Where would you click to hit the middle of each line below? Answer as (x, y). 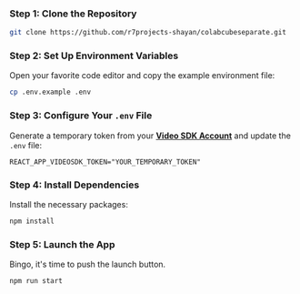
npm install (32, 221)
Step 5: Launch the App (62, 244)
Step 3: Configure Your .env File (81, 116)
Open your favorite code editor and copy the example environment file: (142, 76)
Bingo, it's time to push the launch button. (88, 264)
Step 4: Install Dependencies (75, 185)
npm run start (36, 281)
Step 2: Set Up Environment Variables (94, 56)
